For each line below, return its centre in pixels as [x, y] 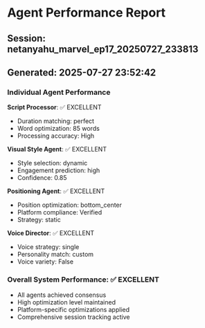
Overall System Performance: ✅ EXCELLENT [83, 280]
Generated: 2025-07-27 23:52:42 [82, 72]
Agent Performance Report [87, 13]
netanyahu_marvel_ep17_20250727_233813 [103, 49]
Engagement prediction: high [59, 170]
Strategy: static [39, 220]
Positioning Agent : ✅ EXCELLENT [56, 191]
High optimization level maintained [66, 302]
